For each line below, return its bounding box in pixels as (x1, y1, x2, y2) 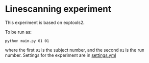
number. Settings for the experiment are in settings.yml (5, 52, 116, 58)
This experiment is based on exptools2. (5, 20, 85, 25)
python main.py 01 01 (5, 38, 50, 43)
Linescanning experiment (5, 3, 112, 15)
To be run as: (5, 29, 32, 35)
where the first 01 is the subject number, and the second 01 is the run (5, 47, 145, 53)
